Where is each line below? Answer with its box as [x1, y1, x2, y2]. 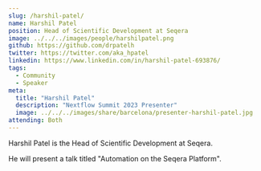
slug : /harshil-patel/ [8, 11, 84, 20]
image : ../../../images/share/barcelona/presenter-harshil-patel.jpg [15, 109, 253, 117]
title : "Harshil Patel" [15, 94, 95, 102]
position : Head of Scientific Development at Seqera [8, 26, 189, 35]
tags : [8, 64, 27, 72]
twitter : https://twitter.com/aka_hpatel [8, 49, 149, 57]
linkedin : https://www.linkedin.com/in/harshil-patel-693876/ [8, 57, 221, 65]
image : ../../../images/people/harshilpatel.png [8, 34, 174, 43]
